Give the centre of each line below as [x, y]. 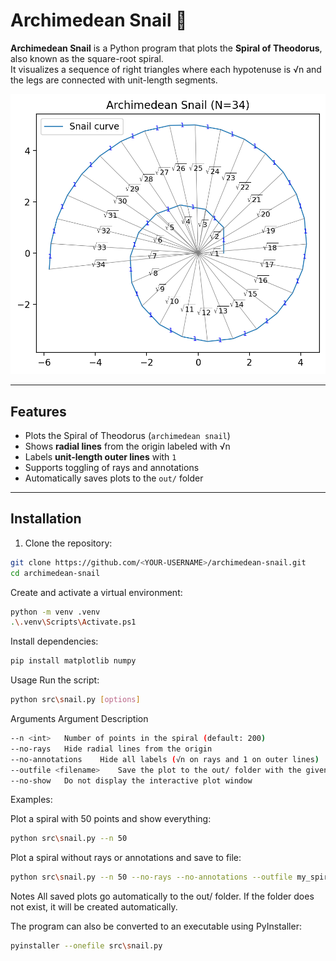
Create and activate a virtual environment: [96, 592]
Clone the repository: [68, 543]
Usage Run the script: [55, 680]
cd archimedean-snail [55, 573]
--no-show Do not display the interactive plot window [131, 780]
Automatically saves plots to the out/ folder [114, 478]
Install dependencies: [54, 641]
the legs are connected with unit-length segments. [114, 80]
